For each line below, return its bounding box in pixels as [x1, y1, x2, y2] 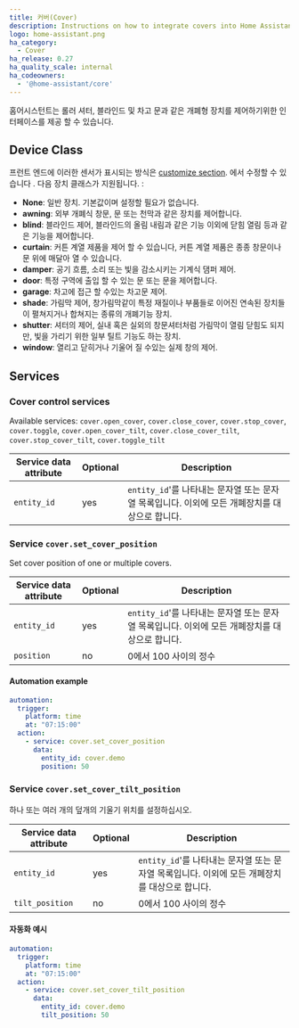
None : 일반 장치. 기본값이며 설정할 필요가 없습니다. [21, 197, 199, 208]
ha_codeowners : [9, 71, 66, 80]
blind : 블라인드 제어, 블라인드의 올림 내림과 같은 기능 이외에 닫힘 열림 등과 [21, 219, 279, 230]
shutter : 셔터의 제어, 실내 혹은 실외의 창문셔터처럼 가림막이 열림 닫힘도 [21, 320, 269, 331]
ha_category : [9, 37, 58, 47]
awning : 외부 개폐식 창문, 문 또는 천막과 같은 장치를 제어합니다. [21, 209, 242, 219]
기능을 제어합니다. [31, 231, 94, 242]
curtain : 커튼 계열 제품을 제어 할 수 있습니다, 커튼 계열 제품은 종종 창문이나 [21, 242, 282, 252]
